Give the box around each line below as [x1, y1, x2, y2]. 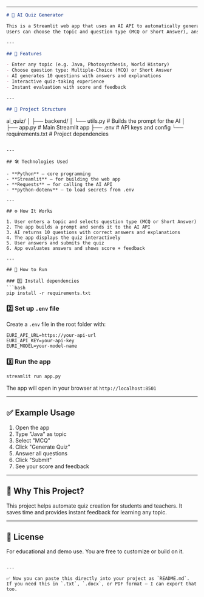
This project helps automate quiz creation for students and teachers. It [6, 502, 183, 509]
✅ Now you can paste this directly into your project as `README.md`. [6, 576, 190, 582]
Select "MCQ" [15, 437, 50, 444]
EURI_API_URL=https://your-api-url [6, 332, 97, 338]
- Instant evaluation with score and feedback [6, 84, 126, 90]
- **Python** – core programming [6, 171, 91, 177]
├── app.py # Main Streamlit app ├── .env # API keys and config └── [6, 123, 184, 131]
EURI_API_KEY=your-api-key [6, 337, 75, 343]
